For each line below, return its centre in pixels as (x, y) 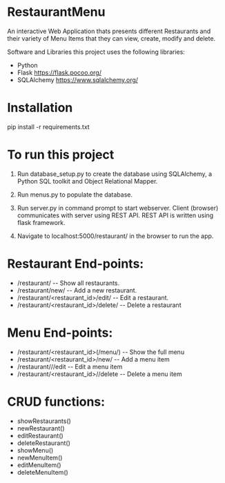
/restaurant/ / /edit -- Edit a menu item (70, 366)
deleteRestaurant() (44, 443)
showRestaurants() (44, 421)
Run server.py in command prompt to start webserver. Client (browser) (118, 208)
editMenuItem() (39, 465)
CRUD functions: (56, 402)
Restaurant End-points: (76, 264)
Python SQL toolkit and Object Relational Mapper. (87, 181)
